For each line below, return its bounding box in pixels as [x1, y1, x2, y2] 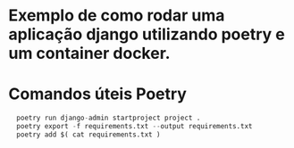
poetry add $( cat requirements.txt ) [16, 130, 162, 139]
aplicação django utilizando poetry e [8, 24, 285, 45]
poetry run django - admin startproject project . [16, 113, 201, 123]
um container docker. [8, 44, 171, 63]
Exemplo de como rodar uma [8, 5, 225, 26]
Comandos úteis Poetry [8, 84, 187, 104]
